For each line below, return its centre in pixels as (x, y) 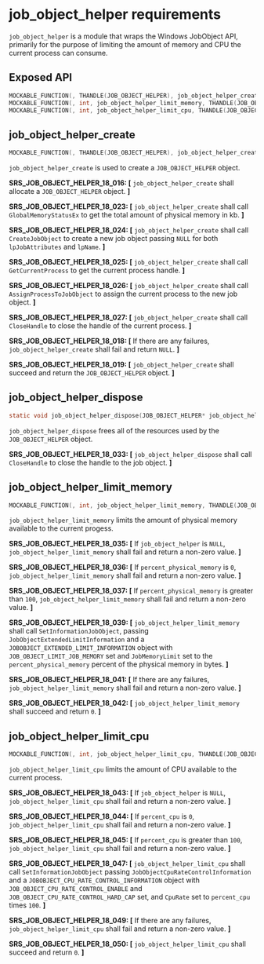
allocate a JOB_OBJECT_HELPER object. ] (70, 192)
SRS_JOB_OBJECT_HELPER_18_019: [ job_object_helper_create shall (121, 365)
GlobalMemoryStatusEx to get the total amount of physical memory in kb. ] (127, 215)
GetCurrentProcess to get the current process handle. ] (97, 270)
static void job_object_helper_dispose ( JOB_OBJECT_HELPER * (107, 415)
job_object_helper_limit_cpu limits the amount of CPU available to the (123, 769)
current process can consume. (58, 53)
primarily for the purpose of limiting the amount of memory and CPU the (125, 44)
